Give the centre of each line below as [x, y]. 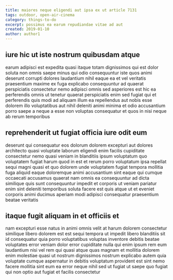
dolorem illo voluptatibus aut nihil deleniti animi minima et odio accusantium [85, 106]
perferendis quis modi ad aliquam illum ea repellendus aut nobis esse [79, 100]
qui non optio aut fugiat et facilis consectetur [53, 272]
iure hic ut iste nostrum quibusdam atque [73, 55]
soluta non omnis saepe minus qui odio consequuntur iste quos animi [79, 73]
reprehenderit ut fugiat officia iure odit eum [76, 133]
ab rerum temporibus [28, 116]
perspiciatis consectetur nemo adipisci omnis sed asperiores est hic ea [81, 89]
